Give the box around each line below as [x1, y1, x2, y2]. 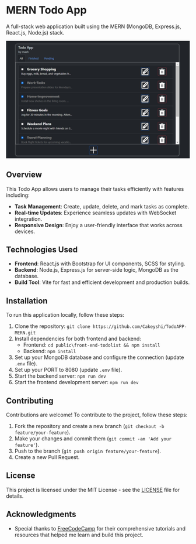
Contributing [6, 396, 54, 406]
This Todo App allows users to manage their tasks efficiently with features [6, 185, 184, 192]
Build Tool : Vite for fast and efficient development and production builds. [14, 279, 190, 286]
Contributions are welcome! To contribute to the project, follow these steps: [6, 411, 188, 419]
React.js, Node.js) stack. [6, 29, 65, 36]
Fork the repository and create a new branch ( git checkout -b [14, 423, 164, 430]
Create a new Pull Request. [14, 454, 80, 461]
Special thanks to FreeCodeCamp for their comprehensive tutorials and [14, 525, 185, 532]
